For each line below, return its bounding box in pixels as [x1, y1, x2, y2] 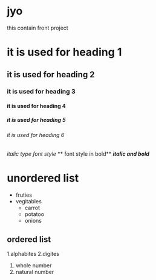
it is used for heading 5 [7, 116, 66, 123]
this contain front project [7, 24, 68, 31]
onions [24, 217, 42, 224]
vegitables [15, 197, 42, 205]
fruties [15, 191, 33, 199]
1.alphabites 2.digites [7, 250, 60, 258]
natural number [15, 269, 54, 276]
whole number [15, 262, 52, 269]
